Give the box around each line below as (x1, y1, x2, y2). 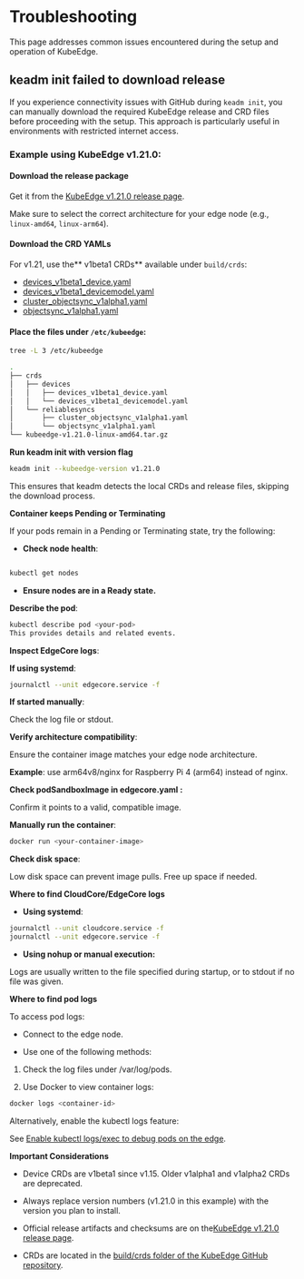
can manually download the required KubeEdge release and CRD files (9, 106, 270, 117)
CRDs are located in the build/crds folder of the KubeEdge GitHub (22, 1250, 269, 1261)
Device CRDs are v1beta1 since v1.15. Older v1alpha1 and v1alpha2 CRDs (22, 1168, 290, 1179)
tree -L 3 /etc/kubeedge (9, 347, 103, 356)
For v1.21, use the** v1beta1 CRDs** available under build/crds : (9, 259, 248, 270)
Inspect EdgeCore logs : (9, 644, 100, 655)
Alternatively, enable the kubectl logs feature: (9, 1115, 180, 1127)
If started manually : (9, 696, 85, 707)
